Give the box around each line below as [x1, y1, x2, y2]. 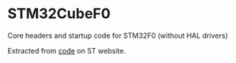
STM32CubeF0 [7, 5, 111, 23]
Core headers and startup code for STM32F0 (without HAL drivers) [7, 31, 228, 40]
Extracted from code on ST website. [7, 46, 126, 55]
